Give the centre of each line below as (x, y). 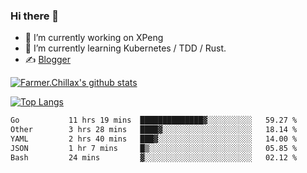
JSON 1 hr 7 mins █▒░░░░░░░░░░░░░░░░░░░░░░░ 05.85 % (154, 148)
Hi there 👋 (35, 16)
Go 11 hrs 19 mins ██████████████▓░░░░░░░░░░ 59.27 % (154, 120)
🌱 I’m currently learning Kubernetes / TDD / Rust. (125, 48)
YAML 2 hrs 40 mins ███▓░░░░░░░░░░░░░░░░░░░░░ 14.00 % (154, 139)
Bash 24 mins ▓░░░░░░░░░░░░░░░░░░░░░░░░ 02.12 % (154, 157)
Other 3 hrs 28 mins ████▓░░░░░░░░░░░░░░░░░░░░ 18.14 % (154, 130)
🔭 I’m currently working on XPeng (94, 38)
